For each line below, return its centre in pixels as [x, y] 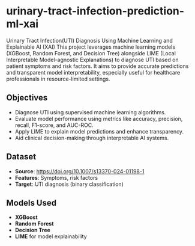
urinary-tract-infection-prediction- [95, 11]
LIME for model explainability [51, 236]
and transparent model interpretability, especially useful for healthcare [93, 72]
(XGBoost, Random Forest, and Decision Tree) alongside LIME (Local [91, 53]
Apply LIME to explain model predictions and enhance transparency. [99, 131]
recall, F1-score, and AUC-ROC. [54, 125]
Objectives [27, 98]
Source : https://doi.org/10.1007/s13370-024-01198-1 [79, 171]
